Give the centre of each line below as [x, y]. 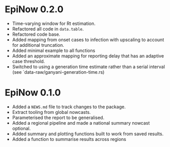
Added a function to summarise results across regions [69, 139]
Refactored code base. [36, 34]
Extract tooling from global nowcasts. [52, 112]
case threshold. [29, 61]
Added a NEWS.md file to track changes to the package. [69, 107]
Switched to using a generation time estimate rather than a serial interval [89, 67]
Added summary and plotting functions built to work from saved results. [88, 134]
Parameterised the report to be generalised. [58, 117]
